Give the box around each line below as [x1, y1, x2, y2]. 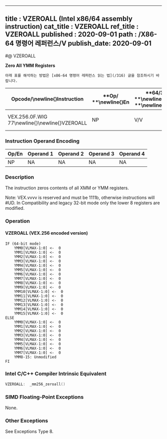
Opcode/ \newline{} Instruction [11, 95, 83, 102]
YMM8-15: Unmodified [14, 354, 57, 359]
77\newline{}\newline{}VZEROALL [7, 119, 87, 126]
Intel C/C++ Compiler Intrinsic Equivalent [5, 370, 107, 377]
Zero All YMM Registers [5, 62, 56, 68]
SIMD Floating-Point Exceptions [5, 393, 84, 400]
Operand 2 [58, 150, 84, 157]
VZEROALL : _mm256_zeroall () [5, 382, 66, 387]
